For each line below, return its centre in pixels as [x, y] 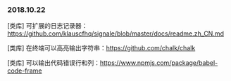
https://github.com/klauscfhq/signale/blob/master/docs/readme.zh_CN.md [115, 34]
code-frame [25, 71]
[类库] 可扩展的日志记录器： [48, 26]
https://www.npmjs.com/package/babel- [159, 63]
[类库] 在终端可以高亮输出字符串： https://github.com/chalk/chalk [101, 48]
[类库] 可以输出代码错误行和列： [54, 63]
